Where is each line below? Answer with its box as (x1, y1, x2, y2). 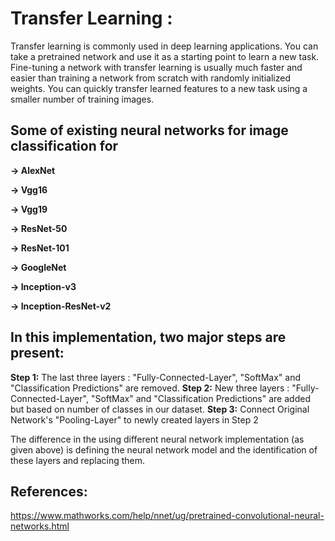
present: (10, 345, 65, 362)
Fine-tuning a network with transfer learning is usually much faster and (10, 61, 303, 73)
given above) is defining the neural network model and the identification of (10, 443, 318, 456)
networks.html (10, 520, 70, 532)
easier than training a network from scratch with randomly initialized (10, 72, 291, 84)
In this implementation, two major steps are (10, 329, 287, 346)
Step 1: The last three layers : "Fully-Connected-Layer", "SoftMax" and (10, 371, 301, 383)
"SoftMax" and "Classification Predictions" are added (90, 392, 311, 404)
